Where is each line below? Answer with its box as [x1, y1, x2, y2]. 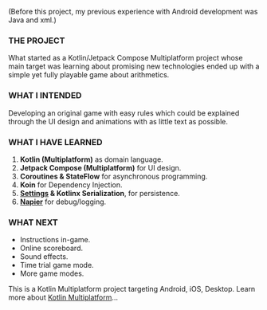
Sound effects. [19, 252, 69, 261]
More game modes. [19, 269, 84, 278]
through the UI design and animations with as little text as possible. [8, 116, 229, 126]
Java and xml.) [8, 15, 57, 25]
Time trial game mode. [19, 261, 94, 270]
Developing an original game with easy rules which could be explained [8, 108, 240, 118]
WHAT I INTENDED [8, 90, 82, 101]
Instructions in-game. [19, 235, 91, 245]
